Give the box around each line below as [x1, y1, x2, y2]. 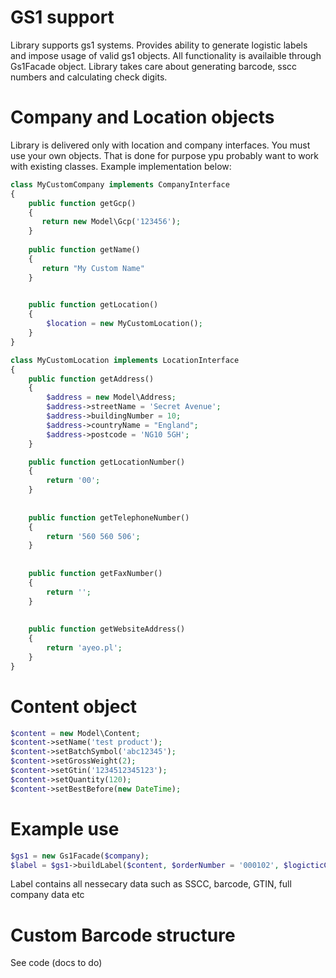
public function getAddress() [28, 374, 155, 384]
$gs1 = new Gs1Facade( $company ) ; [10, 851, 150, 861]
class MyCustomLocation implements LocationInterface [10, 355, 240, 365]
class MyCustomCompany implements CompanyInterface [10, 179, 230, 190]
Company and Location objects [10, 106, 275, 129]
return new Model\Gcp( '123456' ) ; [41, 217, 182, 227]
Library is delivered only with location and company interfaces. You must [10, 139, 311, 151]
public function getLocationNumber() [28, 457, 186, 467]
